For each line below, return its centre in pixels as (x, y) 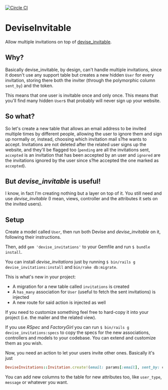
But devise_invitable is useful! (53, 181)
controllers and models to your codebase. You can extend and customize (80, 338)
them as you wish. (24, 343)
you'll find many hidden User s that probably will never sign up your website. (83, 101)
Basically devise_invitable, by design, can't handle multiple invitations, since (83, 70)
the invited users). (24, 204)
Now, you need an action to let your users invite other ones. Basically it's (80, 353)
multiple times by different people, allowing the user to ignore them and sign (84, 134)
